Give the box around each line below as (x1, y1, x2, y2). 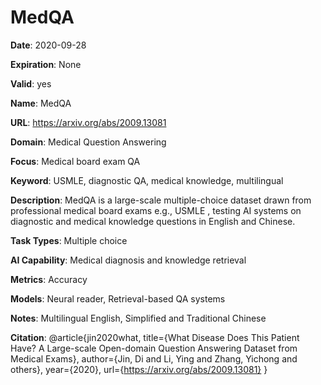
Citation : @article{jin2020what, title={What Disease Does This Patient (10, 331, 300, 343)
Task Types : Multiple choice (10, 234, 128, 246)
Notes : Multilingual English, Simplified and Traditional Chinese (10, 312, 267, 324)
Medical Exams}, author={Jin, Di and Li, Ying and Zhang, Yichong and (10, 352, 298, 365)
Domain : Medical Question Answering (10, 136, 167, 148)
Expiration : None (10, 58, 82, 70)
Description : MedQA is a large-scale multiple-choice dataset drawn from (10, 194, 312, 206)
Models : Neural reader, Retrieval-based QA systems (10, 292, 226, 305)
